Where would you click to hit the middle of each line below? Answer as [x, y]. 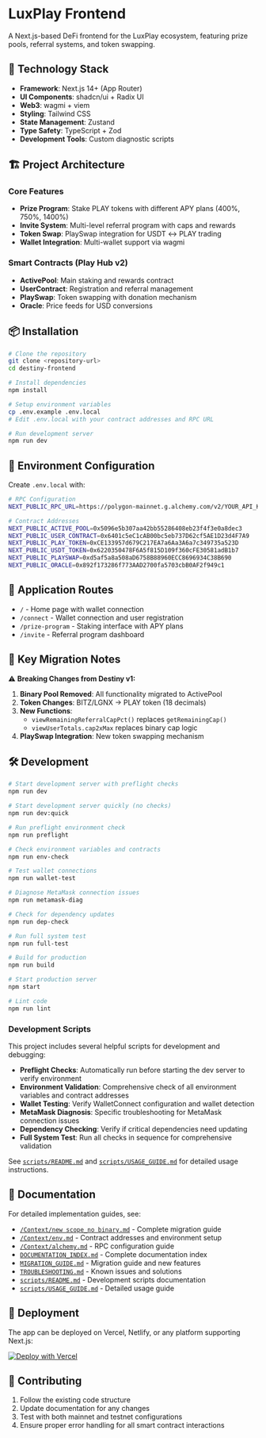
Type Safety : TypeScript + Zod [70, 130]
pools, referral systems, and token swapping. [82, 44]
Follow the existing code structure [75, 1400]
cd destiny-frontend [42, 369]
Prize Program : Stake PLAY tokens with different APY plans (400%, [130, 209]
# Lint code [28, 1001]
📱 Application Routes [61, 590]
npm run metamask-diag [46, 900]
